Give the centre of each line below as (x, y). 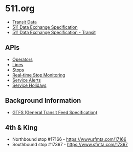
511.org (20, 9)
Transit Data (24, 22)
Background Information (43, 101)
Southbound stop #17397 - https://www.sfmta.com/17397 (70, 145)
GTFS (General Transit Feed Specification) (55, 112)
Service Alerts (26, 80)
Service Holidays (29, 85)
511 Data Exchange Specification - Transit (54, 32)
